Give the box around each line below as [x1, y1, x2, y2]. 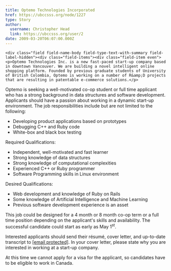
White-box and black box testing [12, 129, 82, 135]
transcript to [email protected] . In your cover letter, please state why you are [5, 239, 166, 245]
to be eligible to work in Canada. [5, 260, 74, 266]
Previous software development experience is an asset [12, 202, 129, 208]
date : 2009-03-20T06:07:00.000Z [5, 37, 74, 42]
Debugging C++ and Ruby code [12, 123, 80, 130]
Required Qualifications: [5, 139, 56, 145]
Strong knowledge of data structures [12, 154, 91, 160]
